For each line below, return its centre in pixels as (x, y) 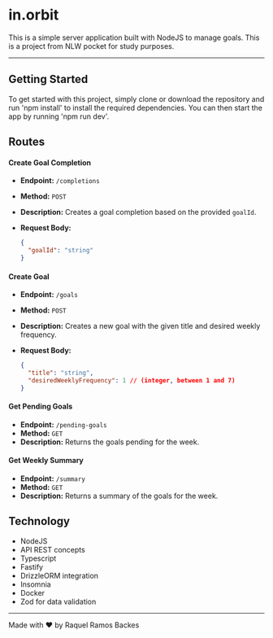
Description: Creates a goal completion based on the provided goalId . (138, 212)
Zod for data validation (58, 601)
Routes (27, 142)
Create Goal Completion (50, 162)
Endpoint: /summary (52, 478)
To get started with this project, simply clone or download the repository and (136, 98)
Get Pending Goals (41, 406)
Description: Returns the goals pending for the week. (110, 442)
